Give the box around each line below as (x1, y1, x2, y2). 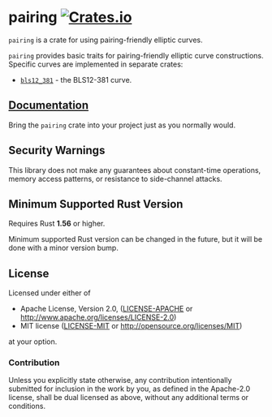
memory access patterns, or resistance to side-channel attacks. (8, 174, 222, 183)
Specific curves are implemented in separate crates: (8, 59, 183, 69)
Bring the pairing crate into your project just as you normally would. (8, 120, 236, 130)
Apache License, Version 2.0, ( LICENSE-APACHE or (19, 304, 193, 314)
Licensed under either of (8, 288, 91, 298)
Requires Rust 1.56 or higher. (8, 219, 106, 229)
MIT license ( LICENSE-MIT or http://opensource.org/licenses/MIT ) (19, 321, 243, 331)
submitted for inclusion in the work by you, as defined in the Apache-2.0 (8, 384, 250, 393)
